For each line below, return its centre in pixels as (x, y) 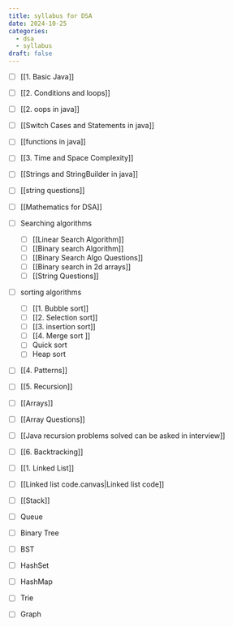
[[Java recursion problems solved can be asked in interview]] (123, 436)
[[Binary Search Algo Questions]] (88, 257)
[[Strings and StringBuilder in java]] (79, 174)
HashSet (35, 565)
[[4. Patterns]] (43, 371)
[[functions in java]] (53, 142)
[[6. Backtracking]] (52, 452)
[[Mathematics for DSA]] (61, 207)
